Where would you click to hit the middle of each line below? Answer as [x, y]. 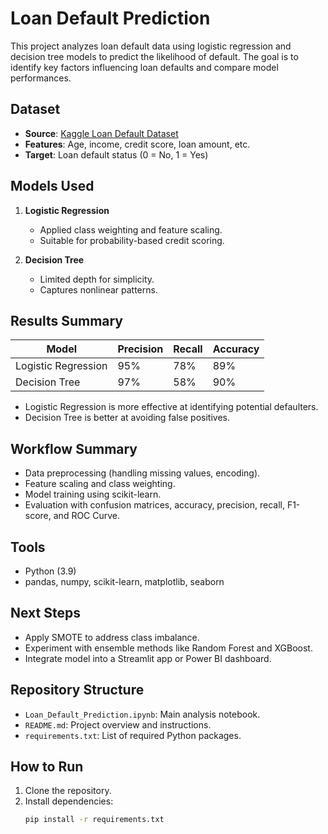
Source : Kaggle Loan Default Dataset [101, 133]
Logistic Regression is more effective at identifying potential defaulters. [171, 407]
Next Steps [45, 613]
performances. [41, 78]
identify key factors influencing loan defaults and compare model [144, 67]
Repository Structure [77, 690]
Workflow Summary [74, 448]
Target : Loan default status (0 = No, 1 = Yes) [116, 154]
